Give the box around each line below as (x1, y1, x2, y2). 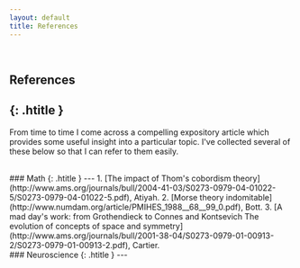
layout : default (9, 13, 70, 22)
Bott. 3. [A (244, 201, 283, 212)
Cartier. (132, 239, 160, 250)
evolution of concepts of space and (9, 220, 141, 231)
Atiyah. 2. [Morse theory (133, 192, 224, 202)
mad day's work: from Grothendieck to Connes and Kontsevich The (9, 210, 259, 221)
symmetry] (142, 220, 184, 231)
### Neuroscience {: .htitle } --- (9, 249, 128, 260)
